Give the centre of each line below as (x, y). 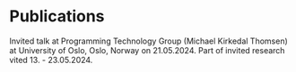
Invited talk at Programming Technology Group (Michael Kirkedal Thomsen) (149, 41)
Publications (57, 16)
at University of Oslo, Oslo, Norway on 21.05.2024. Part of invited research (147, 50)
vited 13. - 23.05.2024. (51, 60)
